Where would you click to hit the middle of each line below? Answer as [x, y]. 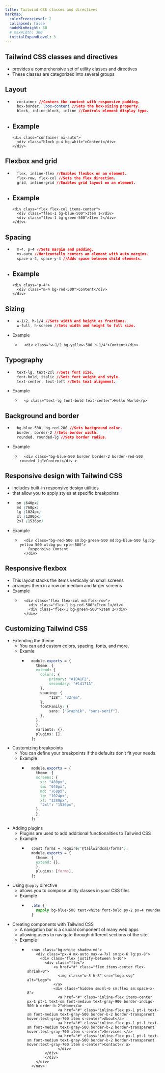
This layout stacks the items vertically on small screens [68, 580]
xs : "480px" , [54, 782]
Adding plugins [27, 828]
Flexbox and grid [31, 161]
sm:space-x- [142, 988]
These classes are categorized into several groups [63, 74]
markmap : [14, 14]
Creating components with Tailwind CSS [53, 924]
